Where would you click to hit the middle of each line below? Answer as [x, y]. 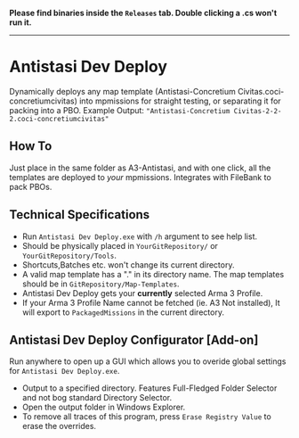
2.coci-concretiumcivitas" [59, 119]
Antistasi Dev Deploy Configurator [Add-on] [134, 339]
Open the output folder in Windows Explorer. [104, 407]
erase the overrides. [59, 426]
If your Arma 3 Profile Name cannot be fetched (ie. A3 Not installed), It [151, 302]
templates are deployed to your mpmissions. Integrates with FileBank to [140, 177]
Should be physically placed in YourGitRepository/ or [120, 245]
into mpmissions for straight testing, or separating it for [180, 101]
